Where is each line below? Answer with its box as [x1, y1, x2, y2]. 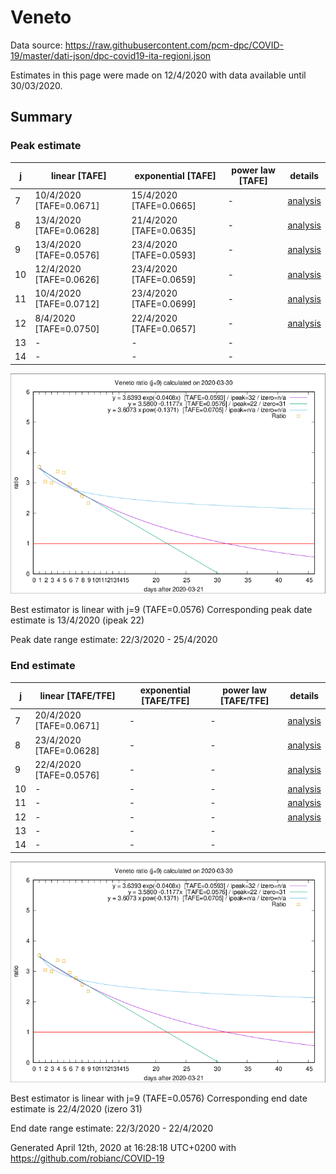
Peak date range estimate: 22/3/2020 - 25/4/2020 [10, 634, 218, 646]
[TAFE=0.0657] [131, 322, 197, 335]
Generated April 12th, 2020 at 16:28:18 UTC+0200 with [10, 1141, 237, 1153]
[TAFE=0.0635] [131, 224, 197, 236]
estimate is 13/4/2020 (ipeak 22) [10, 614, 145, 626]
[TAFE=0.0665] [131, 200, 197, 212]
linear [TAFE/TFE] [39, 689, 116, 701]
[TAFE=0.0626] [34, 274, 100, 286]
